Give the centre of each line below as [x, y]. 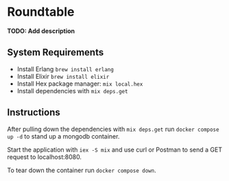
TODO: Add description [41, 31]
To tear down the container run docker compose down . [82, 170]
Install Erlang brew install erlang [65, 69]
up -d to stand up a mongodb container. [63, 136]
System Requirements [56, 52]
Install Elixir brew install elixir [63, 76]
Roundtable [41, 12]
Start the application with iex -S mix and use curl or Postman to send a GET [115, 149]
